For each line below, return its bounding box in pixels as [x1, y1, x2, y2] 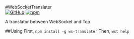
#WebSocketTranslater [5, 4, 52, 10]
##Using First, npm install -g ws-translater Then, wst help [5, 28, 130, 34]
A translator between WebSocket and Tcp [5, 19, 90, 24]
